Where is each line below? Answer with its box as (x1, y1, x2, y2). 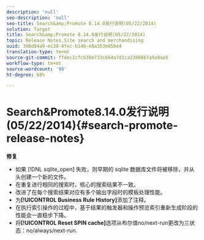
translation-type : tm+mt (6, 49, 70, 55)
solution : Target (6, 26, 51, 32)
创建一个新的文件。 (20, 173, 69, 181)
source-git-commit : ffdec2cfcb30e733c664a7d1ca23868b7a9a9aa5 (6, 54, 168, 61)
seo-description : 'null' (6, 15, 70, 21)
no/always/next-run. (26, 227, 78, 234)
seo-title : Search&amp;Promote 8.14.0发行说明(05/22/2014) (6, 20, 157, 26)
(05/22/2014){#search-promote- (6, 119, 178, 132)
